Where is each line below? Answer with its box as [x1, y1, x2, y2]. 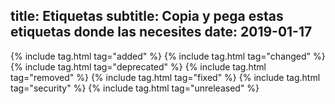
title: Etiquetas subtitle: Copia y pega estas [10, 8, 284, 25]
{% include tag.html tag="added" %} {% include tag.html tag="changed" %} [10, 50, 326, 62]
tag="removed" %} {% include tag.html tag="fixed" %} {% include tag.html [10, 71, 321, 83]
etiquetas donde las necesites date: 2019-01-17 [10, 24, 313, 41]
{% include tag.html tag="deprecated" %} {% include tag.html [10, 60, 267, 73]
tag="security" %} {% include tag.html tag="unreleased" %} [10, 82, 260, 94]
